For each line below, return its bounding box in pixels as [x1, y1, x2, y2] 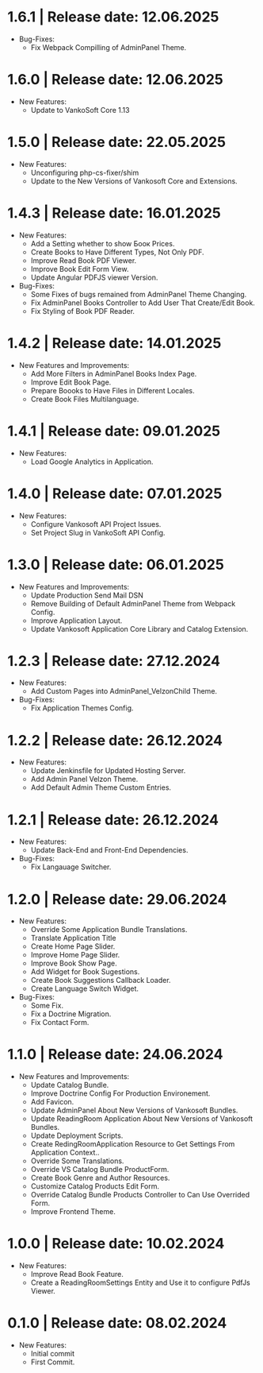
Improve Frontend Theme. [30, 1207, 116, 1216]
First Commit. [30, 1357, 75, 1367]
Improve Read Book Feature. [30, 1270, 124, 1279]
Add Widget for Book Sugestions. [30, 967, 140, 977]
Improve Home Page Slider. [30, 950, 120, 960]
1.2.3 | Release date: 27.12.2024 [7, 652, 221, 670]
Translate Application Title [30, 934, 116, 943]
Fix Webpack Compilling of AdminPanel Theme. [30, 42, 187, 52]
